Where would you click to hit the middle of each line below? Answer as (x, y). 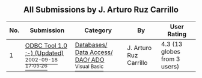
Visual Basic (89, 66)
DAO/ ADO (90, 60)
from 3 (171, 59)
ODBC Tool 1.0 (46, 45)
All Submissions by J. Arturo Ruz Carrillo (101, 10)
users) (170, 66)
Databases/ (91, 45)
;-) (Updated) (44, 53)
